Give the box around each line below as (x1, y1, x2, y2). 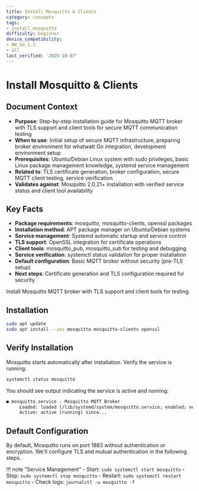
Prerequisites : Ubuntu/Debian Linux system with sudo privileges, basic (14, 155, 189, 162)
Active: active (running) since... (19, 410, 108, 416)
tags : (6, 20, 20, 25)
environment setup (14, 149, 61, 156)
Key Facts (6, 204, 43, 214)
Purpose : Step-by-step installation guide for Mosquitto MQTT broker (14, 117, 182, 125)
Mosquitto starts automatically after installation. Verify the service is (6, 358, 172, 365)
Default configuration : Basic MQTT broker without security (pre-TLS (14, 257, 184, 264)
